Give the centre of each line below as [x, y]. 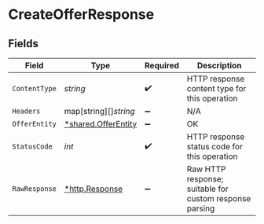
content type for [216, 88]
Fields [24, 44]
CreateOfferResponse [81, 15]
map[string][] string [99, 111]
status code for [215, 147]
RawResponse [35, 189]
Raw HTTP [206, 169]
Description [219, 66]
